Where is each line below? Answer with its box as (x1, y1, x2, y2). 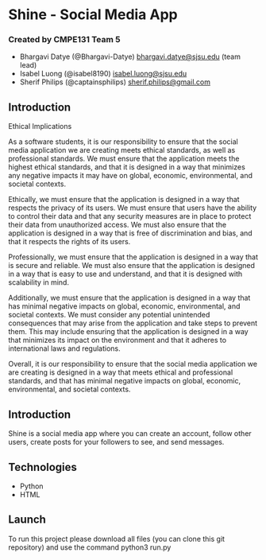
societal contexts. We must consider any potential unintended (8, 310, 210, 320)
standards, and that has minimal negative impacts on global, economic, (8, 376, 241, 386)
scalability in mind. (8, 278, 70, 287)
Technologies (8, 460, 78, 474)
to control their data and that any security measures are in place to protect (8, 212, 252, 221)
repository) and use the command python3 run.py (8, 542, 172, 552)
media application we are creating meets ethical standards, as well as (8, 146, 236, 155)
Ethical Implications (8, 122, 72, 131)
